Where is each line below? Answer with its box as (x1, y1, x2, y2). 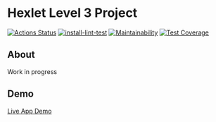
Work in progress (7, 67, 58, 75)
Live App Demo (7, 106, 52, 115)
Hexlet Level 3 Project (7, 5, 138, 21)
